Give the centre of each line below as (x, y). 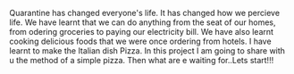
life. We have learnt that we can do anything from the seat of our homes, (143, 22)
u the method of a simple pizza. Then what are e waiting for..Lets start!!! (142, 60)
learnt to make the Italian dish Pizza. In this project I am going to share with (147, 51)
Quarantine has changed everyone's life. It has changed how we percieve (144, 13)
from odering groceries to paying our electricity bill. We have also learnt (142, 32)
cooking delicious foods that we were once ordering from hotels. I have (140, 41)
